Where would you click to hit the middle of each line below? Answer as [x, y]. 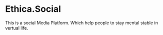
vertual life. [17, 28]
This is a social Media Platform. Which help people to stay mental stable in [82, 23]
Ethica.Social [33, 9]
